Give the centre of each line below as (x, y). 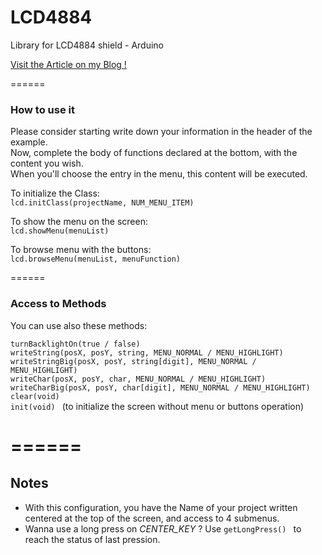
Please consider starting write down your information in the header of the (161, 132)
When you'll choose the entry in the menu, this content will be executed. (159, 174)
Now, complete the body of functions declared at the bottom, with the (154, 153)
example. (29, 142)
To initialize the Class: (55, 193)
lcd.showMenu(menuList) (60, 231)
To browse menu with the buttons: (81, 250)
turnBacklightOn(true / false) (75, 344)
